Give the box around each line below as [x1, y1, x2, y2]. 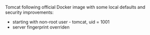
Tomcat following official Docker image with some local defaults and [5, 4, 146, 10]
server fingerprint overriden [12, 24, 70, 30]
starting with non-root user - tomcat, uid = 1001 [12, 19, 110, 25]
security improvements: [5, 9, 54, 15]
